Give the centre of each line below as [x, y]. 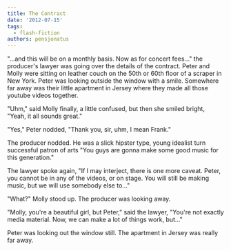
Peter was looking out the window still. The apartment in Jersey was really [113, 233]
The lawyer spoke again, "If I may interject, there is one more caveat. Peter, [114, 171]
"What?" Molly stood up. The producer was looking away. [89, 199]
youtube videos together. [43, 96]
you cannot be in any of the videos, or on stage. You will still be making [108, 178]
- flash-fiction [37, 33]
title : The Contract [37, 13]
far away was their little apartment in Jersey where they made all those [108, 88]
